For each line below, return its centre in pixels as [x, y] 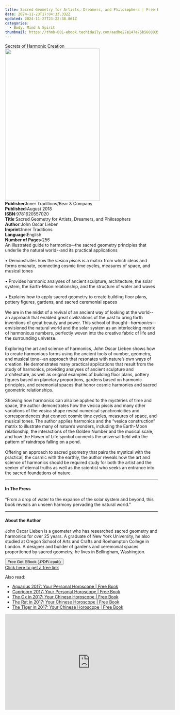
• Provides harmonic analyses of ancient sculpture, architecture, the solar [79, 281]
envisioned [16, 328]
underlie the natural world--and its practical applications [61, 250]
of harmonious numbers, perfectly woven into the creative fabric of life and [80, 333]
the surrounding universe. [31, 338]
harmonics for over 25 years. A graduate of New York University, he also [78, 536]
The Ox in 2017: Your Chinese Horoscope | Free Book [65, 597]
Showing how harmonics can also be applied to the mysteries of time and [78, 400]
